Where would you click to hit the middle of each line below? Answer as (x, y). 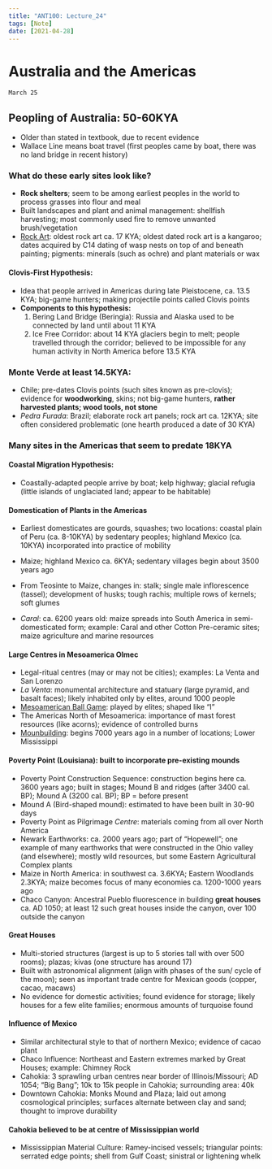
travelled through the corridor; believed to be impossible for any (139, 342)
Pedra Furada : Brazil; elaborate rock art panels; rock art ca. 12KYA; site (139, 415)
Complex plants (46, 865)
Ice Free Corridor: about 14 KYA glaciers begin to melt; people (136, 333)
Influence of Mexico (43, 1023)
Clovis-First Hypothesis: (51, 272)
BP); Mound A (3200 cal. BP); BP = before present (104, 795)
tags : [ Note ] (30, 24)
